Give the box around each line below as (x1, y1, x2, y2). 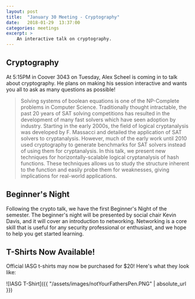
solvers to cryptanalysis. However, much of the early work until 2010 (20, 135, 187, 142)
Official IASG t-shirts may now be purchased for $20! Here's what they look (6, 263, 190, 270)
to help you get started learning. (6, 230, 84, 237)
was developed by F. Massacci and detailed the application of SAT (20, 128, 182, 135)
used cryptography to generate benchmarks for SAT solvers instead (20, 141, 186, 148)
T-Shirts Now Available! (6, 247, 95, 257)
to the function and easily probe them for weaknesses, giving (20, 166, 170, 173)
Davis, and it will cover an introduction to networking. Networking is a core (6, 217, 187, 224)
